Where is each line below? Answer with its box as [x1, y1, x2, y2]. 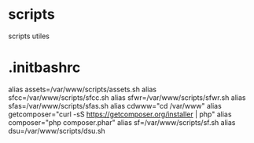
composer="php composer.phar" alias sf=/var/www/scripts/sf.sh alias [8, 117, 236, 127]
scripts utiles [8, 31, 50, 41]
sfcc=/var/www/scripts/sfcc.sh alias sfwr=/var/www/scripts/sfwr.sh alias [8, 92, 246, 102]
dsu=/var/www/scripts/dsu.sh [8, 126, 106, 135]
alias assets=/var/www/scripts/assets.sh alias [8, 84, 157, 94]
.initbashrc [8, 59, 81, 77]
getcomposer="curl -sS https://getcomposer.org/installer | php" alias [8, 109, 232, 119]
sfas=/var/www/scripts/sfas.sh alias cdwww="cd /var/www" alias [8, 101, 222, 110]
